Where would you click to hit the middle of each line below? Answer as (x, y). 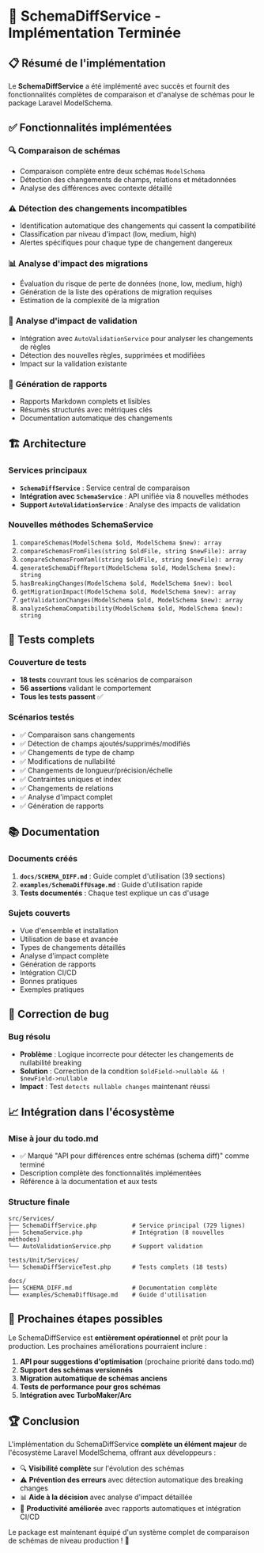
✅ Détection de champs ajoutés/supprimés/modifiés (105, 743)
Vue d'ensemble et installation (69, 930)
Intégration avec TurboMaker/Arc (75, 1395)
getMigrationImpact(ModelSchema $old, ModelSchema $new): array (128, 592)
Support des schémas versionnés (76, 1370)
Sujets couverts (40, 913)
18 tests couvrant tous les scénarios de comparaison (106, 679)
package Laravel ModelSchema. (60, 103)
